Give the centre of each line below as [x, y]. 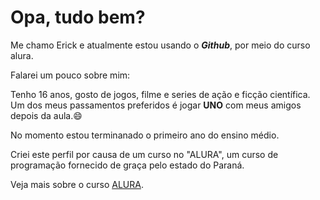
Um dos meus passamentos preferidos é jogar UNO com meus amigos [156, 105]
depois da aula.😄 [46, 115]
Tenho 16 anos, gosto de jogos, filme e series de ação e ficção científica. [160, 94]
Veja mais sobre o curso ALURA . [77, 184]
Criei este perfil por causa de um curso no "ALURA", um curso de [144, 154]
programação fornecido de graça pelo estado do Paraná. [127, 165]
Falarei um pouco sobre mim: [70, 75]
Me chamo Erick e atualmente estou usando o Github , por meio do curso [160, 45]
